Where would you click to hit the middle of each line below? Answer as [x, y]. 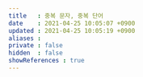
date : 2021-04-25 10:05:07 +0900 [72, 23]
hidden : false [36, 53]
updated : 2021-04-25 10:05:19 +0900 [72, 30]
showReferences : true [46, 61]
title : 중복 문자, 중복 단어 [56, 16]
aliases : [25, 38]
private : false [36, 46]
